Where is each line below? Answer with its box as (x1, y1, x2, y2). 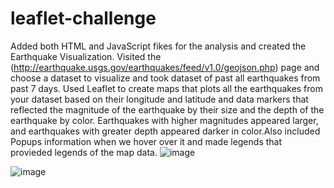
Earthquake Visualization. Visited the (10, 50, 162, 62)
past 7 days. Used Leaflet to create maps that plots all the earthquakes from (10, 82, 324, 94)
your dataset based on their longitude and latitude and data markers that (10, 93, 309, 105)
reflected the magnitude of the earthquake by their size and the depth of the (10, 103, 325, 116)
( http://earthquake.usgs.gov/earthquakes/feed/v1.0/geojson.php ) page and (10, 61, 320, 73)
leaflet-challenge (10, 7, 157, 30)
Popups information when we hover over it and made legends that (10, 135, 283, 147)
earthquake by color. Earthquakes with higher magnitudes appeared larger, (10, 114, 319, 126)
